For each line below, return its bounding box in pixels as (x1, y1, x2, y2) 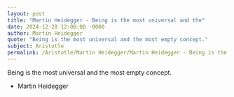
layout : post (7, 10, 46, 17)
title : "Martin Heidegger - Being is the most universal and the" (7, 17, 205, 24)
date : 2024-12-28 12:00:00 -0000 (7, 23, 105, 30)
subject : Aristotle (7, 43, 64, 50)
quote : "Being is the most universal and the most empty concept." (7, 36, 209, 43)
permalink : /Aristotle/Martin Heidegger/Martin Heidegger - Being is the (7, 50, 228, 57)
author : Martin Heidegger (7, 29, 83, 37)
